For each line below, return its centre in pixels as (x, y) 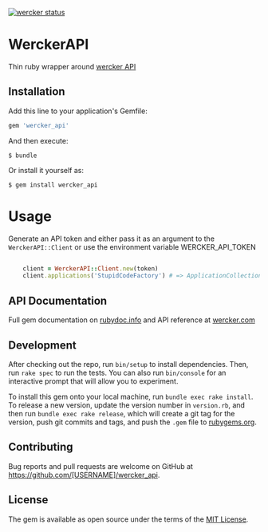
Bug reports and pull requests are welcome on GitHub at (101, 466)
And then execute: (38, 140)
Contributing (41, 447)
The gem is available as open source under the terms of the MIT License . (128, 519)
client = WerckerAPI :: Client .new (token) (91, 268)
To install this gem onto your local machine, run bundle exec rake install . (131, 396)
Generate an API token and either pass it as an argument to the (112, 238)
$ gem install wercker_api (53, 185)
